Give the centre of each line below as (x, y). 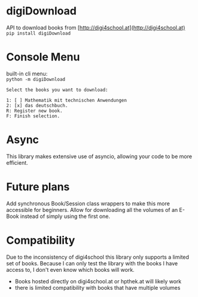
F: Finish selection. (33, 116)
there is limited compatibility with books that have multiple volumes (98, 287)
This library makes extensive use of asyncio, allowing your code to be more (99, 156)
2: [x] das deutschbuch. (37, 105)
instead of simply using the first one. (65, 216)
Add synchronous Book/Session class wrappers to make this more (88, 203)
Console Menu (43, 57)
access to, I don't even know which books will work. (70, 269)
